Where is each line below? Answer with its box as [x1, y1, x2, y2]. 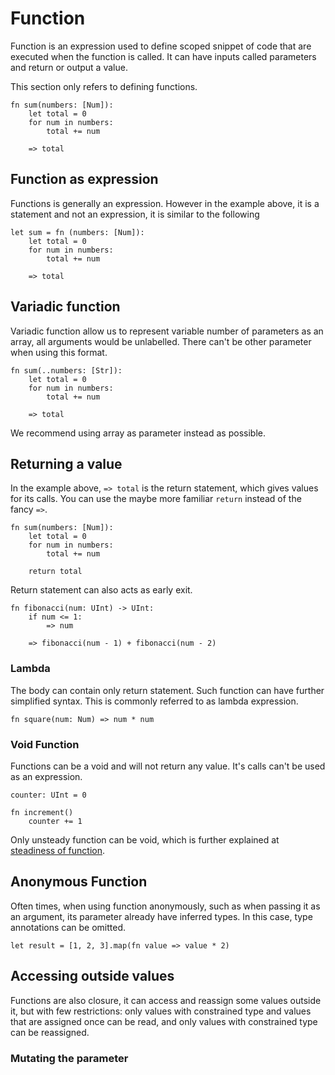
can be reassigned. [10, 1026, 90, 1038]
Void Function [10, 737, 80, 751]
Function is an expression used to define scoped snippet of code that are [10, 40, 312, 52]
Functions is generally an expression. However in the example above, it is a [10, 197, 320, 209]
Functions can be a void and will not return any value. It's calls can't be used [10, 760, 326, 772]
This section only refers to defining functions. [10, 80, 198, 92]
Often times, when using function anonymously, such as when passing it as [10, 900, 321, 912]
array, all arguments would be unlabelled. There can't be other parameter [10, 335, 312, 347]
